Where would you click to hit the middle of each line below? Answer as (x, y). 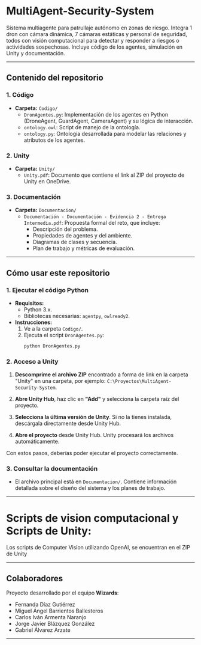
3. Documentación (33, 197)
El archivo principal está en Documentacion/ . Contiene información (96, 481)
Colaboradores (35, 578)
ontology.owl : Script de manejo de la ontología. (82, 127)
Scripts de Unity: (49, 531)
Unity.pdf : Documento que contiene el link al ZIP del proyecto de (104, 175)
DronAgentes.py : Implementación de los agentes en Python (96, 114)
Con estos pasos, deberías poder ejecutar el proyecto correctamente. (92, 453)
